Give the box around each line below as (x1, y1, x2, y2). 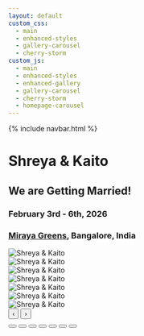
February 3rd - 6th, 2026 (8, 208, 108, 219)
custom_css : (8, 19, 48, 27)
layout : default (8, 11, 63, 20)
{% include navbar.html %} (8, 124, 98, 134)
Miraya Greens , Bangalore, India (8, 230, 137, 241)
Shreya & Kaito (8, 152, 109, 170)
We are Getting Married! (8, 184, 132, 197)
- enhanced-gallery (15, 79, 81, 87)
